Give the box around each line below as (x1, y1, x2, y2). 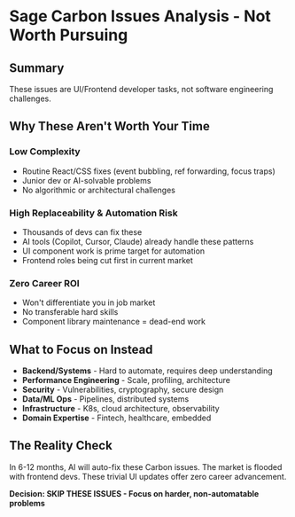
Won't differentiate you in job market (21, 297, 156, 308)
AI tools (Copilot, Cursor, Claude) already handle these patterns (21, 236, 254, 247)
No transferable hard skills (21, 307, 119, 317)
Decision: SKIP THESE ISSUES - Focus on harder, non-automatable (9, 488, 260, 498)
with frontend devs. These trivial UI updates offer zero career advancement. (9, 471, 287, 482)
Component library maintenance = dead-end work (21, 317, 206, 327)
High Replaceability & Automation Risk (9, 207, 179, 219)
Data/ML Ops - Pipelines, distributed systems (21, 394, 190, 404)
